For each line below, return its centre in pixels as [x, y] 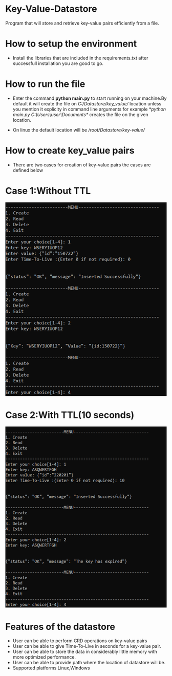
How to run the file [45, 84]
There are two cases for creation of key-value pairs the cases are [82, 165]
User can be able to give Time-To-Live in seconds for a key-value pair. [87, 646]
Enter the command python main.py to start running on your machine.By [90, 98]
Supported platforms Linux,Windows [51, 668]
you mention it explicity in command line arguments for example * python [89, 109]
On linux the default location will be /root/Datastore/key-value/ [79, 130]
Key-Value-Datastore [51, 9]
